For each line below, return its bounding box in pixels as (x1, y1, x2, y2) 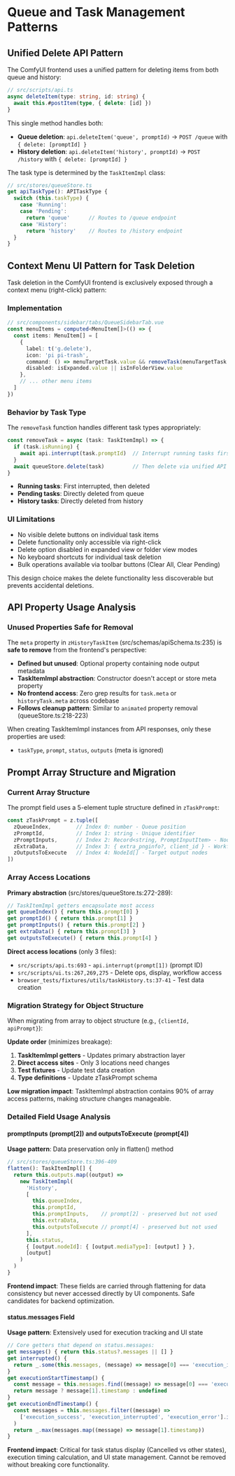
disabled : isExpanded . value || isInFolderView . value (25, 365, 183, 372)
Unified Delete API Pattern (7, 47, 124, 59)
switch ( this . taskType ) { (13, 195, 90, 202)
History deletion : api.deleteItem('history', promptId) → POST (17, 147, 201, 156)
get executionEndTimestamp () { (7, 1400, 99, 1407)
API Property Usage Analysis (7, 602, 136, 614)
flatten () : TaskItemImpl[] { (7, 1165, 92, 1172)
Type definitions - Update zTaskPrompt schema (17, 1073, 157, 1082)
